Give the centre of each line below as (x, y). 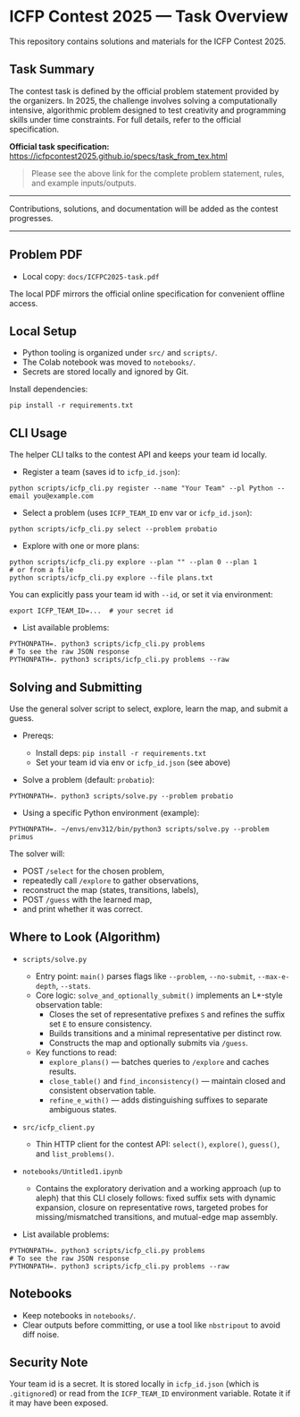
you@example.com (63, 496)
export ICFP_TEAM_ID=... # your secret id (92, 611)
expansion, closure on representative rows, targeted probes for (152, 1207)
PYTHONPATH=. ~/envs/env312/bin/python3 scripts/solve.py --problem (139, 829)
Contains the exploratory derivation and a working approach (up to (158, 1188)
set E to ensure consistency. (100, 1024)
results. (62, 1071)
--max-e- (274, 977)
